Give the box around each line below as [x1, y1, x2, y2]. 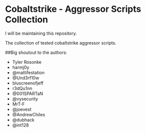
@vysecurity [12, 95, 38, 102]
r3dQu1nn [12, 85, 33, 91]
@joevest [12, 106, 32, 112]
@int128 [12, 122, 29, 128]
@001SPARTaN [12, 90, 43, 96]
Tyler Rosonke [12, 59, 42, 65]
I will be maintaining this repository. [5, 30, 77, 36]
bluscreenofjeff [12, 80, 44, 86]
